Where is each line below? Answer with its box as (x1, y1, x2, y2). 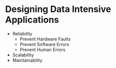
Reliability (12, 30, 32, 36)
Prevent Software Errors (19, 41, 70, 47)
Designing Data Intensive (5, 3, 112, 15)
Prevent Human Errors (19, 46, 66, 52)
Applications (5, 14, 59, 25)
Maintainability (12, 57, 43, 63)
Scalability (12, 51, 34, 58)
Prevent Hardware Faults (19, 36, 71, 42)
